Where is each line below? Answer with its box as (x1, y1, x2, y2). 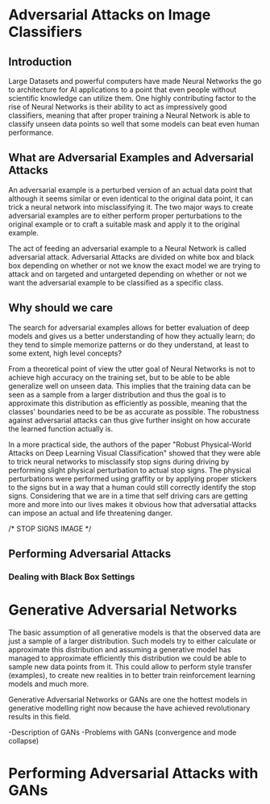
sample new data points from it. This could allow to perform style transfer (8, 661, 252, 671)
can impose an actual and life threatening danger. (8, 508, 173, 518)
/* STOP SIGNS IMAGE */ (8, 523, 92, 533)
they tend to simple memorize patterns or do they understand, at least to (8, 340, 250, 349)
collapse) (8, 735, 39, 745)
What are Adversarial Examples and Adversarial (8, 151, 254, 165)
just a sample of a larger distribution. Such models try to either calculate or (8, 635, 256, 646)
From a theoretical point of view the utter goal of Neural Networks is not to (8, 364, 255, 373)
